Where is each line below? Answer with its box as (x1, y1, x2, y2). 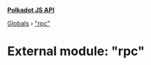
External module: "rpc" (7, 44, 145, 59)
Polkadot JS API (7, 6, 55, 14)
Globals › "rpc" (7, 19, 50, 27)
